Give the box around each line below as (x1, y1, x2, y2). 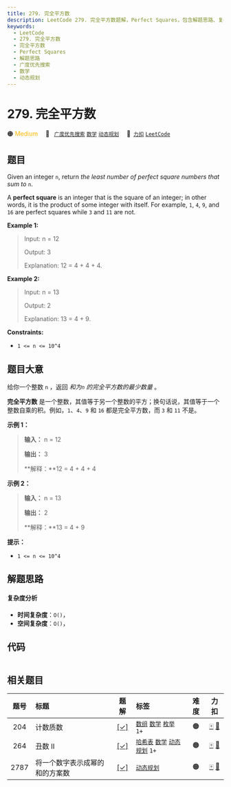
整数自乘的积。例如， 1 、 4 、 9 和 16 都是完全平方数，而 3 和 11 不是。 (7, 406, 201, 414)
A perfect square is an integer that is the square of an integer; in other (7, 194, 207, 202)
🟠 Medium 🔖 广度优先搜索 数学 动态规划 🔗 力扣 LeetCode (7, 130, 170, 138)
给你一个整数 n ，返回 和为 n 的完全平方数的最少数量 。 (7, 382, 161, 391)
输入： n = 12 (23, 435, 62, 443)
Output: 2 (23, 301, 52, 310)
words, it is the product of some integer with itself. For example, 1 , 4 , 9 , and (7, 201, 220, 209)
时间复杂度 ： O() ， (16, 611, 69, 619)
